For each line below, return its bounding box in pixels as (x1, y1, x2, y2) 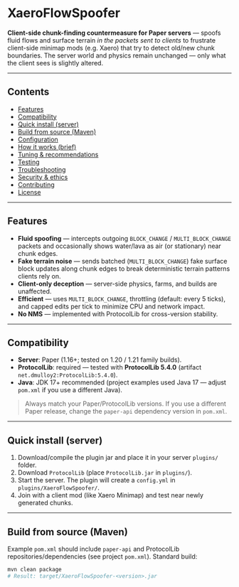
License (17, 188, 41, 196)
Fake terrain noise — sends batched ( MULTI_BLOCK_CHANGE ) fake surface (17, 257, 228, 265)
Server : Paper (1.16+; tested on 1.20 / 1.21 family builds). (17, 355, 182, 364)
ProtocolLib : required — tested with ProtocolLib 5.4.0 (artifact (17, 363, 201, 372)
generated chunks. (17, 499, 73, 507)
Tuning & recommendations (17, 150, 99, 158)
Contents (7, 86, 50, 98)
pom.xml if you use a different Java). (17, 386, 123, 394)
